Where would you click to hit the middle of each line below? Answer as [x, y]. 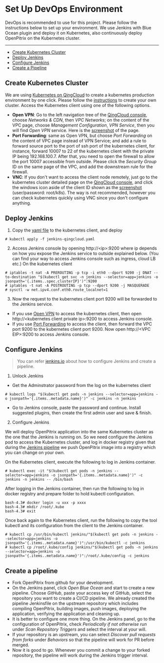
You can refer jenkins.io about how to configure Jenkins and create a [86, 361]
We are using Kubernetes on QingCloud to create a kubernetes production [80, 95]
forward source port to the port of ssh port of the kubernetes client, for [83, 146]
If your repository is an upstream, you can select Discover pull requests [84, 635]
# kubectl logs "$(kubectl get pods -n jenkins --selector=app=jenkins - [82, 394]
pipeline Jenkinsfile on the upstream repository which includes [75, 603]
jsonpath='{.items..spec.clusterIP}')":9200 [51, 281]
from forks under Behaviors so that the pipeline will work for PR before [83, 640]
